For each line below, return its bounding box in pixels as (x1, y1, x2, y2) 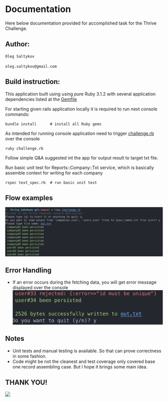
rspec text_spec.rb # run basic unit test (5, 180, 97, 185)
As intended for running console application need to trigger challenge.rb (5, 130, 154, 136)
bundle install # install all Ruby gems (5, 121, 101, 126)
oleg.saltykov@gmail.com (5, 64, 57, 69)
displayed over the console (12, 285, 68, 291)
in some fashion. (12, 353, 47, 359)
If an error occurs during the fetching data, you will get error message (12, 279, 156, 285)
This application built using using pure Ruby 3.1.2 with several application (5, 91, 156, 97)
